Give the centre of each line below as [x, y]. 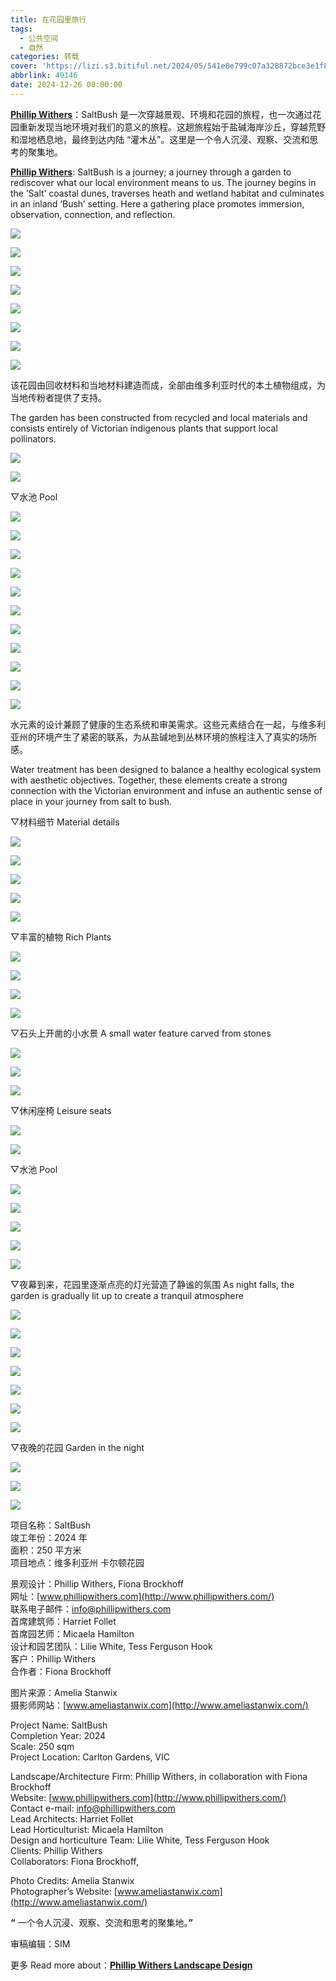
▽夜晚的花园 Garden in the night [77, 1447]
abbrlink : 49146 [44, 76]
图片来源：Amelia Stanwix [64, 1692]
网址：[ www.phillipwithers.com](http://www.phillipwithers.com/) [142, 1596]
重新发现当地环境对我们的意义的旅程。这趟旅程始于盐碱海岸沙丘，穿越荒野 [172, 127]
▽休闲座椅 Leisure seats [61, 1110]
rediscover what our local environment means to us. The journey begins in [163, 182]
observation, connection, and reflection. [93, 214]
